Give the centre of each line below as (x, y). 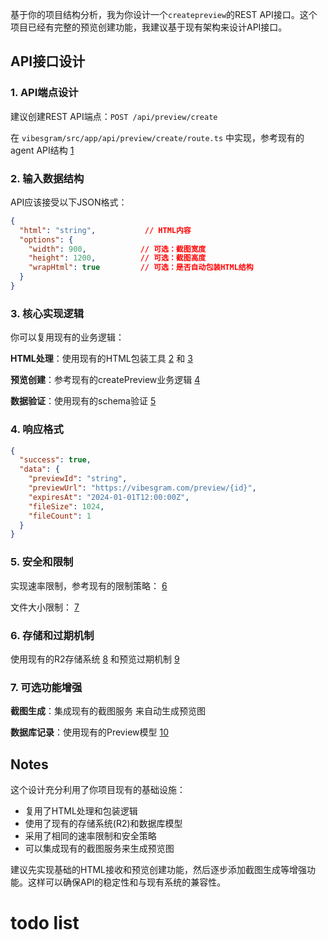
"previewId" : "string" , (78, 479)
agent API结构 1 (42, 150)
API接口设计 (48, 61)
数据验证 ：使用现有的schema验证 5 (83, 401)
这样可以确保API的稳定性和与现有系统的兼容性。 (127, 882)
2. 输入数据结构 (47, 178)
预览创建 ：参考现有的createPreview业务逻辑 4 (105, 380)
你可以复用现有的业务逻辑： (67, 337)
